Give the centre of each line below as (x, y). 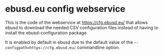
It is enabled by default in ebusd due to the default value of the (69, 42)
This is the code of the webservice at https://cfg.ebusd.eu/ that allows (77, 22)
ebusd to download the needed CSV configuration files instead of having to (82, 27)
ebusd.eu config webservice (65, 9)
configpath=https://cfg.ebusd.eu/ (41, 48)
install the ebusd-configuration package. (46, 33)
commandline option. (99, 47)
